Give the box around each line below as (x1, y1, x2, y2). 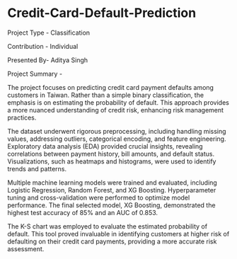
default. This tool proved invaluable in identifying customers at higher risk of (7, 229, 230, 238)
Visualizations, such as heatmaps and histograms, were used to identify (7, 157, 216, 166)
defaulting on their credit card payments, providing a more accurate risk (7, 237, 217, 246)
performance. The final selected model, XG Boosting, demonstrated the (7, 200, 216, 209)
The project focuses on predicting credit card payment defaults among (7, 83, 214, 91)
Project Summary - (7, 69, 62, 78)
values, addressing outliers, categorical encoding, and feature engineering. (7, 134, 226, 143)
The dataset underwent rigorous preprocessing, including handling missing (7, 127, 226, 135)
